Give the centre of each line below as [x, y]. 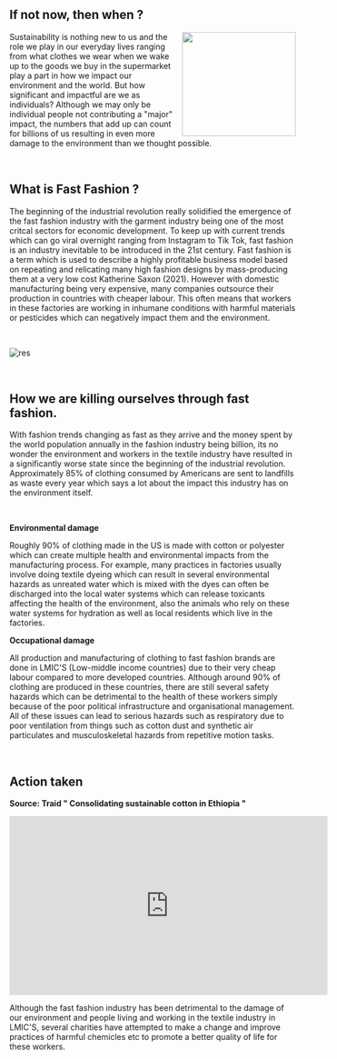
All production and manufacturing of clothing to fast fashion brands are [142, 658]
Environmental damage [55, 528]
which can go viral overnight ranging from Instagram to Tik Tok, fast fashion [151, 240]
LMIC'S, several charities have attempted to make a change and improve [145, 1027]
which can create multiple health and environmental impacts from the [139, 555]
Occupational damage [52, 641]
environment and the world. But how [77, 85]
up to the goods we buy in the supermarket [90, 65]
